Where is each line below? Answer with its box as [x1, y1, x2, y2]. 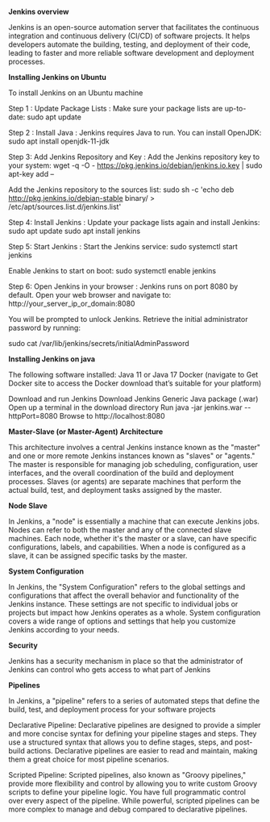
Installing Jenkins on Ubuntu [8, 73, 107, 81]
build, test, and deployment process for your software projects [8, 705, 216, 714]
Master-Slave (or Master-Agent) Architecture [8, 427, 164, 436]
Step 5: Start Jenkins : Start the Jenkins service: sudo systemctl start [8, 242, 238, 251]
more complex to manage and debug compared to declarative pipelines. [8, 804, 248, 814]
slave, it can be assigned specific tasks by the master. [8, 551, 188, 560]
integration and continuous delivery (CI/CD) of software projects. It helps [8, 31, 251, 40]
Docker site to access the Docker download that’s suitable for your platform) [8, 378, 262, 388]
